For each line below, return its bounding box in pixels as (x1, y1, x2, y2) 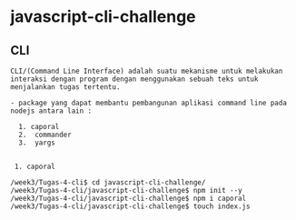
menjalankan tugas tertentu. (10, 83, 121, 92)
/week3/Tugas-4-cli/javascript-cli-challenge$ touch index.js (10, 202, 251, 211)
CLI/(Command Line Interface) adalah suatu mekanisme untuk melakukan (10, 66, 283, 75)
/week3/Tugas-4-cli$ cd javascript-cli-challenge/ (10, 178, 206, 187)
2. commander (18, 130, 72, 139)
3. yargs (18, 138, 55, 147)
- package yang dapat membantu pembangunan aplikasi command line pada (10, 98, 287, 107)
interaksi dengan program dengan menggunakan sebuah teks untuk (10, 75, 259, 84)
